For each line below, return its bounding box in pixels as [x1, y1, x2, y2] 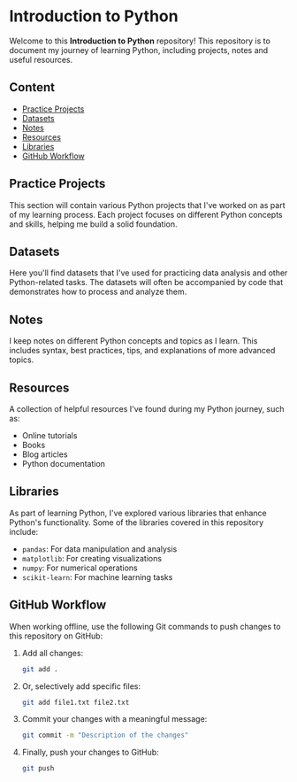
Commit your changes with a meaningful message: [21, 714, 208, 724]
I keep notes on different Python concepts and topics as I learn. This [9, 336, 258, 346]
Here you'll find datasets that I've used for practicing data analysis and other [9, 267, 288, 278]
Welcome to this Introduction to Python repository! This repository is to [9, 35, 271, 46]
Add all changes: [21, 647, 84, 658]
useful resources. [9, 54, 73, 65]
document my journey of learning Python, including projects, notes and [9, 44, 269, 55]
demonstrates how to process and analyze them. [9, 286, 187, 298]
